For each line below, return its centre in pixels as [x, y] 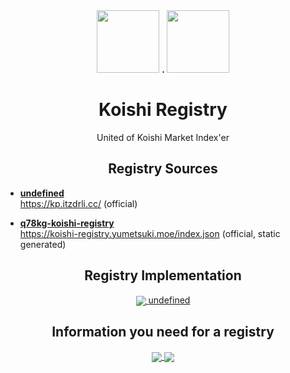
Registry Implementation [163, 275]
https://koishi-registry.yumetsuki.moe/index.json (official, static [150, 233]
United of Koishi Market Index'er [163, 137]
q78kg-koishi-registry [67, 223]
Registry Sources [163, 169]
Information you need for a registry [163, 332]
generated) [43, 244]
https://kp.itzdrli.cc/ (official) [78, 203]
